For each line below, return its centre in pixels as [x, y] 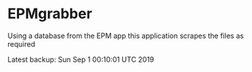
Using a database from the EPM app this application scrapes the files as [126, 36]
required [22, 44]
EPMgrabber [50, 14]
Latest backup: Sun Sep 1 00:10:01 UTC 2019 [81, 59]
